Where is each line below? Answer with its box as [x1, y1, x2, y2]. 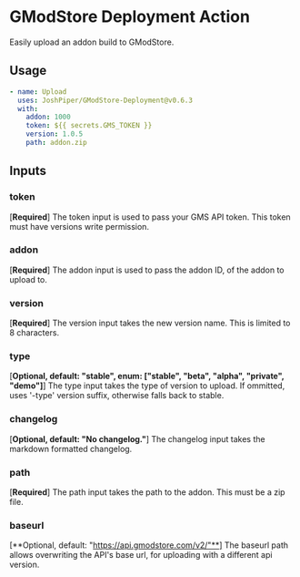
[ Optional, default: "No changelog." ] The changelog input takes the [9, 433, 265, 444]
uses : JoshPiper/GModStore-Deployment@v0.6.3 [17, 96, 194, 105]
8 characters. [9, 327, 60, 338]
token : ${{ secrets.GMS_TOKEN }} [25, 121, 153, 130]
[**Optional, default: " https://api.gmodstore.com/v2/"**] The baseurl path [9, 540, 289, 551]
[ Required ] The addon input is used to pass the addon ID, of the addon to [9, 264, 285, 275]
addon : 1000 [25, 112, 71, 122]
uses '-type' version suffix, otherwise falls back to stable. [9, 390, 225, 401]
